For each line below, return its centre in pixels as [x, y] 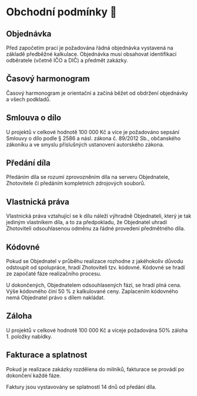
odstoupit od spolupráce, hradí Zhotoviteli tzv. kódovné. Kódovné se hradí [96, 268]
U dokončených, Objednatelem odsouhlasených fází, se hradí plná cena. [94, 285]
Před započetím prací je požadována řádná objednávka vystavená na [90, 48]
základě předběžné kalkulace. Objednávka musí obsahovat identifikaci [91, 54]
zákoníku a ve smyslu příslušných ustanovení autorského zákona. [85, 144]
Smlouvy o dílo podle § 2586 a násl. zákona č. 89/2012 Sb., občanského [94, 138]
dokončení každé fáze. [34, 375]
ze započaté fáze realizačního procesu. [54, 274]
